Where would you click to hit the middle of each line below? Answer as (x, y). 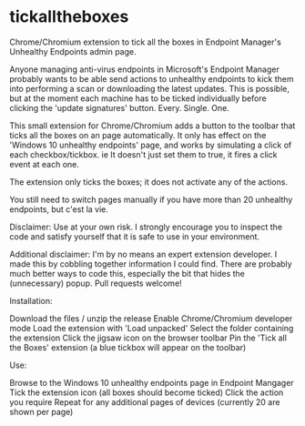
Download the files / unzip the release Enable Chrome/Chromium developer (151, 318)
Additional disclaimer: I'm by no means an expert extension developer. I (143, 254)
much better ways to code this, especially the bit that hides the (127, 273)
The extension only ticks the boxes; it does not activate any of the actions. (149, 182)
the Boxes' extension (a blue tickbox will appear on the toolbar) (128, 347)
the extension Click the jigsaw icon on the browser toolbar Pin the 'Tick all (148, 338)
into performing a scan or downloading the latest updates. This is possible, (149, 88)
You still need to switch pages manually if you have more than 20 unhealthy (151, 199)
